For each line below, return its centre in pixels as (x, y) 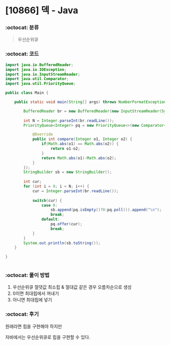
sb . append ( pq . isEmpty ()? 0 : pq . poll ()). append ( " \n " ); (106, 210)
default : (50, 219)
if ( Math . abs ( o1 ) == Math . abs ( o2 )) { (80, 144)
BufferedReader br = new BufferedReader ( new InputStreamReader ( (93, 111)
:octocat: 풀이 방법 (27, 275)
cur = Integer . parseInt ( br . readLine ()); (75, 191)
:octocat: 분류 (22, 27)
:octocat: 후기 (22, 314)
